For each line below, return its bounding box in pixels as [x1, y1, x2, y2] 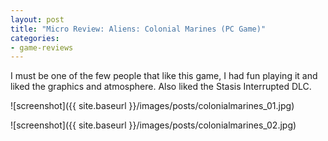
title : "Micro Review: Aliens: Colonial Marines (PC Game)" [10, 24, 267, 34]
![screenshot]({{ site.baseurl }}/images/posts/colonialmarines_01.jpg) [10, 100, 295, 112]
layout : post [10, 14, 65, 25]
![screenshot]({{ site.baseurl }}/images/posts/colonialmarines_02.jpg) [10, 119, 297, 131]
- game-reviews [10, 42, 74, 53]
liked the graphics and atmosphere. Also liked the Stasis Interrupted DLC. [10, 81, 312, 93]
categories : [10, 33, 60, 43]
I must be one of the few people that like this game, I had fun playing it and [10, 70, 318, 82]
